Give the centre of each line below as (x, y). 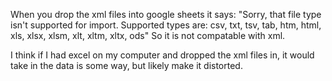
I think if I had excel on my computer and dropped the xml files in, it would (162, 55)
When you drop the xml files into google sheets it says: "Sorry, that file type (166, 14)
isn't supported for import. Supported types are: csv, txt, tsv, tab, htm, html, (166, 25)
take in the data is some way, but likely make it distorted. (126, 65)
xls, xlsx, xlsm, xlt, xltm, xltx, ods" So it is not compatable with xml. (148, 35)
